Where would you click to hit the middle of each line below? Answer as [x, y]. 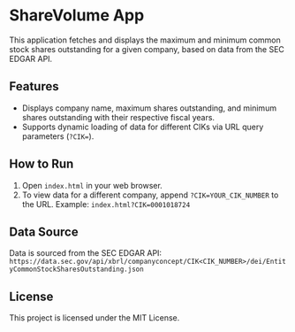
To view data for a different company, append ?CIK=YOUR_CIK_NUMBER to [150, 195]
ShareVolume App [77, 15]
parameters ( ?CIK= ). [58, 136]
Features [34, 86]
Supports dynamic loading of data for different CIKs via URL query [143, 127]
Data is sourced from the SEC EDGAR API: [85, 253]
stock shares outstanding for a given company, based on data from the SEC [147, 49]
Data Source [44, 232]
